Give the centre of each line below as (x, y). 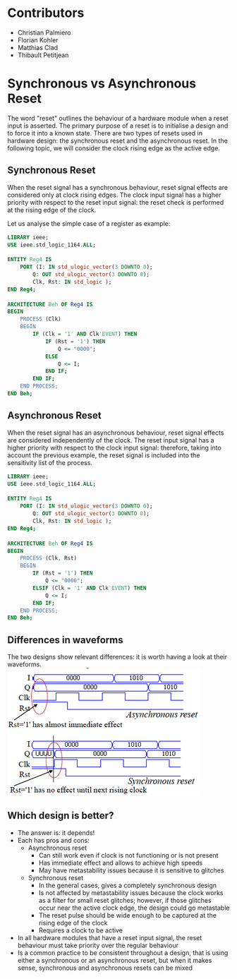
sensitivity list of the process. (50, 462)
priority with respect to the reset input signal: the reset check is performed (116, 202)
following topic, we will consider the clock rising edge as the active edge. (114, 148)
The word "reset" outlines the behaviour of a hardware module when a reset (118, 118)
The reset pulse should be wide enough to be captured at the (128, 915)
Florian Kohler (38, 40)
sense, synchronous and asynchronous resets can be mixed (105, 968)
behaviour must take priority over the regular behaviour (98, 945)
